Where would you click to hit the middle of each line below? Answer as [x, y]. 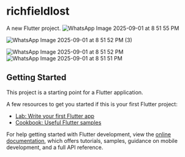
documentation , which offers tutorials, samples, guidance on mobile [92, 141]
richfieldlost [38, 11]
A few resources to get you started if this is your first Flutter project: [92, 104]
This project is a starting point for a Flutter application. [75, 92]
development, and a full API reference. [55, 147]
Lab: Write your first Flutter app [55, 116]
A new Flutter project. [34, 28]
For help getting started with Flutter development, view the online [89, 134]
